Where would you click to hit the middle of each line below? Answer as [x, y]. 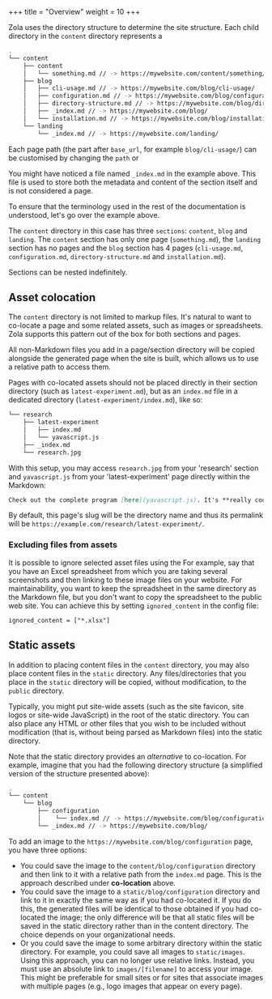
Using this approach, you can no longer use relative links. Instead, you [137, 960]
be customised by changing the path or [74, 158]
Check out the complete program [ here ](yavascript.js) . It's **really [130, 500]
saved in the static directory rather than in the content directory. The [134, 925]
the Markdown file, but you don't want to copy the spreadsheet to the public [135, 597]
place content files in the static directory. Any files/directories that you [127, 673]
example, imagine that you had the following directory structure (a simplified [136, 765]
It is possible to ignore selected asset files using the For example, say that [132, 563]
